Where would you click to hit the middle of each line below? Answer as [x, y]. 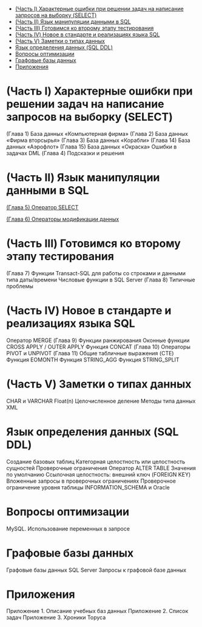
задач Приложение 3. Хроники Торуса [56, 617]
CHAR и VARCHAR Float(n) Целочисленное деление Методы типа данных [101, 401]
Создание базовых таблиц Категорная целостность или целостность [96, 461]
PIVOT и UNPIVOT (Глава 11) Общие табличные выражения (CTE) [90, 353]
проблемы [20, 286]
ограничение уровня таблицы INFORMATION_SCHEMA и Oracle [88, 487]
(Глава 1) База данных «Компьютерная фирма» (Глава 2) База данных [97, 133]
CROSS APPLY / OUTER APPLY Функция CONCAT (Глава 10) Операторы [99, 347]
